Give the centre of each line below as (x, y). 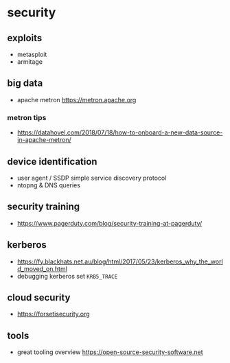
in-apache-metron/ (44, 140)
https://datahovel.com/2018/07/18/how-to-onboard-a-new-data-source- (120, 132)
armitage (30, 62)
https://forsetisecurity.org (54, 314)
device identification (52, 162)
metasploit (32, 54)
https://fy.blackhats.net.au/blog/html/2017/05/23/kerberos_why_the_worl (120, 261)
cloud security (39, 297)
